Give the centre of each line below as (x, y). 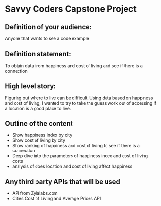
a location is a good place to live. (38, 108)
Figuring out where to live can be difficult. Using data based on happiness (79, 98)
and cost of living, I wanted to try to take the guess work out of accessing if (81, 103)
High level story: (30, 86)
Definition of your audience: (48, 27)
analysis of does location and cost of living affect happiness (72, 166)
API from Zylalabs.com (35, 193)
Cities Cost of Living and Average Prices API (56, 199)
